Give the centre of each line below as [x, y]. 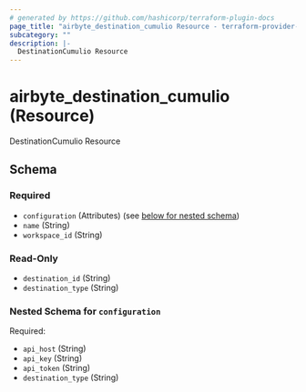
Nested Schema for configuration [85, 311]
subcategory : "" [40, 35]
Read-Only [34, 258]
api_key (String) [52, 358]
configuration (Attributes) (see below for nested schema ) [131, 216]
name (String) [46, 225]
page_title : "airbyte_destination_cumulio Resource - [114, 26]
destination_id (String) [66, 278]
